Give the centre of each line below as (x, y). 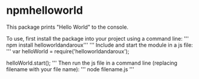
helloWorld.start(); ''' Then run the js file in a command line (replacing (92, 63)
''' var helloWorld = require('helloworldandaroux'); (68, 51)
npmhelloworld (45, 10)
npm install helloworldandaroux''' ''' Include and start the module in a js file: (99, 45)
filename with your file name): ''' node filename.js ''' (70, 69)
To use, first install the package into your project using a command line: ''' (97, 38)
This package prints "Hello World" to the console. (67, 27)
